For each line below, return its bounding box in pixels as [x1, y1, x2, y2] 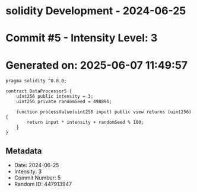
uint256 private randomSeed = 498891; [16, 99, 112, 105]
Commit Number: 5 [14, 174, 61, 181]
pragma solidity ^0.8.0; [5, 78, 67, 84]
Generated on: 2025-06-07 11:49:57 [5, 58, 188, 72]
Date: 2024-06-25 [14, 162, 59, 169]
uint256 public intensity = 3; [16, 94, 94, 100]
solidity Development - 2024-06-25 [5, 4, 186, 18]
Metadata [5, 146, 42, 156]
